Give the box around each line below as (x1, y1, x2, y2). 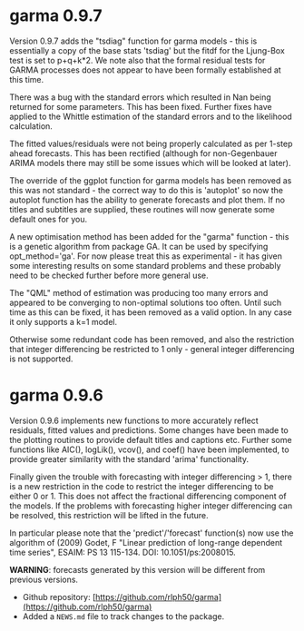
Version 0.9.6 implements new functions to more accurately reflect (9, 415, 259, 426)
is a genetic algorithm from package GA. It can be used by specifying (9, 241, 269, 251)
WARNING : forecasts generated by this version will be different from (9, 564, 266, 575)
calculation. (9, 120, 53, 132)
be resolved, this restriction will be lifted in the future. (9, 509, 209, 520)
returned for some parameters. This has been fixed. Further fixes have (9, 101, 272, 112)
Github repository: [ (22, 591, 96, 602)
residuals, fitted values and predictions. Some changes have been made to (9, 424, 289, 436)
